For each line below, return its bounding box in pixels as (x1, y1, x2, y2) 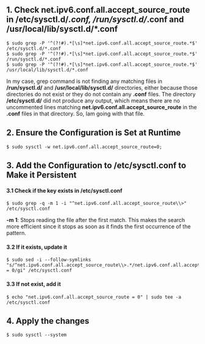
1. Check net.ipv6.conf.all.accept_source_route (6, 5, 190, 15)
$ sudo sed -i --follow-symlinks (6, 257, 92, 263)
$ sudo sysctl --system (6, 332, 67, 338)
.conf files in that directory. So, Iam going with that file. (6, 110, 145, 117)
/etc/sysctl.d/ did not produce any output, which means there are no (6, 97, 180, 104)
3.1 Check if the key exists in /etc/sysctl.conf (6, 187, 123, 194)
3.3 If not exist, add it (6, 281, 61, 288)
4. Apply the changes (6, 316, 90, 326)
